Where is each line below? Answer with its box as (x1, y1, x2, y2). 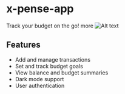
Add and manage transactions (15, 56, 91, 63)
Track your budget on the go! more (6, 22, 94, 29)
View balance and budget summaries (15, 69, 109, 76)
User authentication (15, 82, 65, 89)
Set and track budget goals (15, 62, 83, 70)
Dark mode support (15, 75, 64, 82)
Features (6, 40, 41, 50)
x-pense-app (6, 2, 74, 16)
